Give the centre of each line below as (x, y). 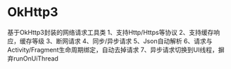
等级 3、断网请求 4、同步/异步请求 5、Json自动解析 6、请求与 (122, 41)
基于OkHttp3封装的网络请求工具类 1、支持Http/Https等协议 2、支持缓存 (111, 32)
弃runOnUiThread (33, 58)
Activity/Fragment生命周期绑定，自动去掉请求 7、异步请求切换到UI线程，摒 (116, 49)
